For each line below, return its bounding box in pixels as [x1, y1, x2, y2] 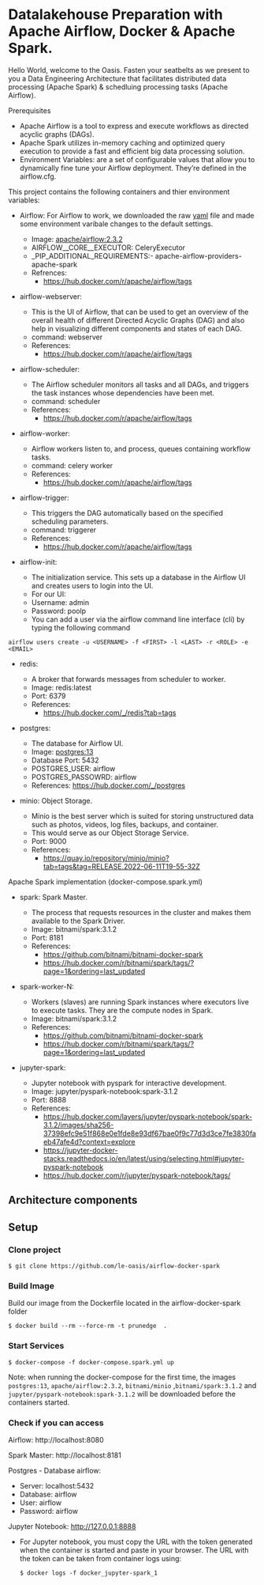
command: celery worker [31, 460, 113, 470]
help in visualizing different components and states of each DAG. [31, 323, 243, 333]
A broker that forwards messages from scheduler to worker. [31, 674, 226, 683]
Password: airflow [19, 1506, 79, 1515]
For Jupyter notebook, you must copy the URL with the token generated [19, 1537, 253, 1546]
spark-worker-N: [19, 982, 75, 991]
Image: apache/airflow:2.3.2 [31, 234, 124, 244]
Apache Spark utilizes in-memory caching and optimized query [19, 138, 225, 147]
